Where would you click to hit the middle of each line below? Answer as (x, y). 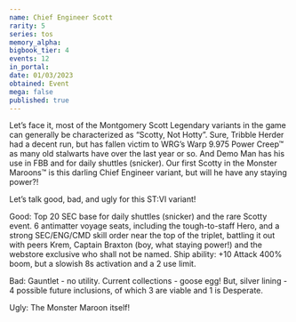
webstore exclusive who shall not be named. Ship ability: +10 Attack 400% (146, 254)
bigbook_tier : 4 (39, 51)
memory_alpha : (36, 42)
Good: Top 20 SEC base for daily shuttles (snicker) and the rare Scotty (138, 217)
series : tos (31, 34)
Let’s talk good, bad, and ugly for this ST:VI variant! (103, 199)
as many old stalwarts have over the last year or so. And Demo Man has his (147, 154)
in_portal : (29, 68)
